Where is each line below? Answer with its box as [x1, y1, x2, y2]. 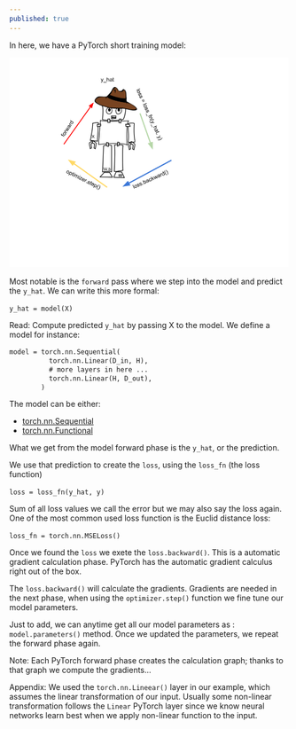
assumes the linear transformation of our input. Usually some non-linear [9, 691, 272, 702]
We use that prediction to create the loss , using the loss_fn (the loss [9, 459, 261, 470]
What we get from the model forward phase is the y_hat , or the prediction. [9, 442, 280, 452]
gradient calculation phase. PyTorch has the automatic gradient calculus [9, 556, 273, 567]
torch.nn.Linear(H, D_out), [48, 373, 152, 383]
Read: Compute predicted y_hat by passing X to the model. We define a [9, 319, 270, 330]
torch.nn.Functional [21, 425, 93, 435]
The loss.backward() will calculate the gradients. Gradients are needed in [9, 583, 277, 593]
